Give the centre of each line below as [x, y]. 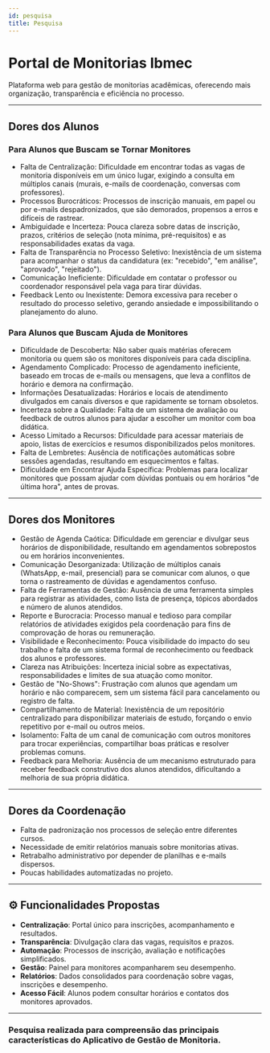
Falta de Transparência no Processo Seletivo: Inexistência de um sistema [141, 252]
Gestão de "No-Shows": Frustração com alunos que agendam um [129, 684]
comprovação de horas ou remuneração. [88, 633]
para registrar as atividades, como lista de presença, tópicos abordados [139, 598]
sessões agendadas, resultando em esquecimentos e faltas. [119, 461]
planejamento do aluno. [59, 312]
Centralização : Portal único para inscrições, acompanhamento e [127, 924]
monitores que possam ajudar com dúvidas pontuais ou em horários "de [139, 478]
